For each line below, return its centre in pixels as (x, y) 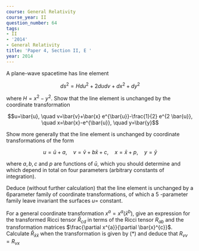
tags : (13, 28)
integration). (21, 176)
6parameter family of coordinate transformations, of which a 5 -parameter (97, 194)
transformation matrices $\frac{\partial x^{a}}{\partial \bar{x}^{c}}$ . (89, 227)
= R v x (13, 242)
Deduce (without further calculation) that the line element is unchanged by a (100, 188)
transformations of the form (40, 140)
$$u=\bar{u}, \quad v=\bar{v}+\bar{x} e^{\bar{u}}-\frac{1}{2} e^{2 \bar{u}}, (100, 116)
